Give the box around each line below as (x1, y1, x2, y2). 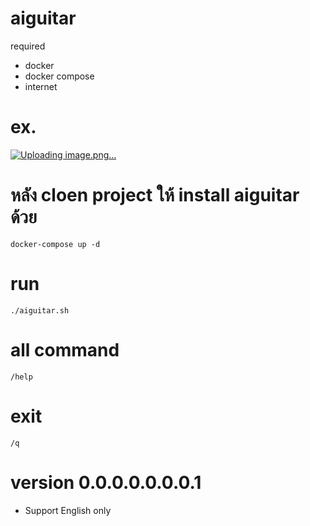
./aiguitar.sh (10, 305, 70, 316)
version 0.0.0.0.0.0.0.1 (10, 471, 202, 494)
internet (24, 80, 58, 92)
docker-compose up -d (10, 239, 101, 249)
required (10, 40, 46, 52)
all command (10, 338, 120, 361)
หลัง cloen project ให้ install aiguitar (10, 184, 300, 207)
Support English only (24, 504, 112, 516)
